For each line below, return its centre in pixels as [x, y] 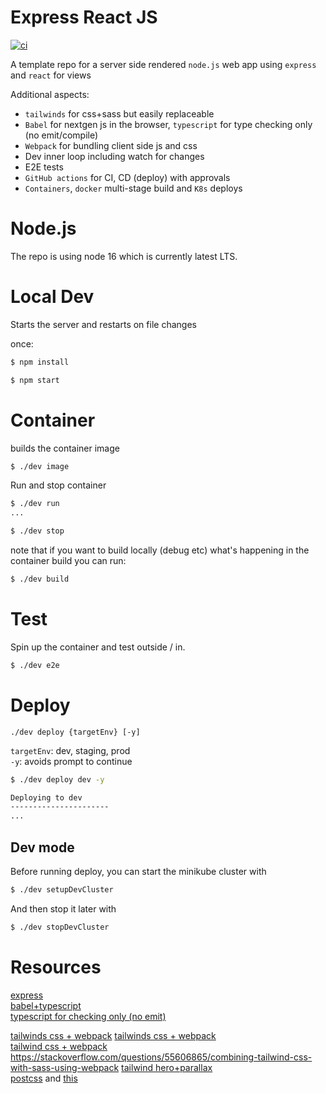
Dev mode [42, 847]
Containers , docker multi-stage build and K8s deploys [133, 188]
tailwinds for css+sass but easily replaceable [119, 113]
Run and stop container [58, 485]
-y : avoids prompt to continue [71, 761]
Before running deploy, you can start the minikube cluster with [138, 871]
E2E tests [44, 167]
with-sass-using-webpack [65, 1067]
